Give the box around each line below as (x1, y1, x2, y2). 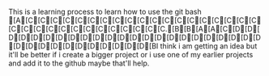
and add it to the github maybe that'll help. (8, 58, 150, 68)
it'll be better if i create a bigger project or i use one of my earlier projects (8, 50, 254, 59)
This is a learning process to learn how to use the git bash (8, 7, 203, 16)
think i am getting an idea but (160, 41, 258, 51)
